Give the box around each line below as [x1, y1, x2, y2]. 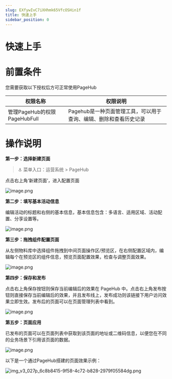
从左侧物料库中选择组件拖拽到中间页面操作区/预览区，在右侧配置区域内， [5, 248, 160, 254]
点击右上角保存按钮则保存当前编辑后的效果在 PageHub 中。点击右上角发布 [5, 286, 162, 292]
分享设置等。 [14, 216, 41, 222]
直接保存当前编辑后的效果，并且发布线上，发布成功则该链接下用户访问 [14, 292, 162, 298]
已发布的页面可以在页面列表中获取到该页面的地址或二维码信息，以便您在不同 [5, 330, 167, 336]
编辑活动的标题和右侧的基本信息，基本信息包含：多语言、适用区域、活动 [5, 209, 158, 216]
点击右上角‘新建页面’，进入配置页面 [5, 178, 80, 184]
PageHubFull [8, 115, 39, 122]
